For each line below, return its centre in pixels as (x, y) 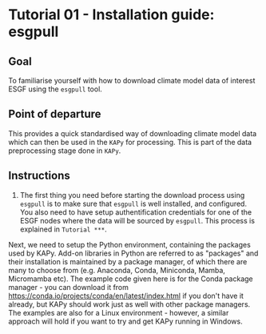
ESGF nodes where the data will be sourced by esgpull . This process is (137, 220)
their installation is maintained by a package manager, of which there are (128, 261)
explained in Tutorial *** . (63, 229)
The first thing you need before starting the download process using (132, 195)
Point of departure (55, 114)
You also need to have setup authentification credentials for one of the (136, 212)
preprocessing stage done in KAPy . (65, 151)
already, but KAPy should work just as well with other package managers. (129, 304)
